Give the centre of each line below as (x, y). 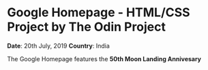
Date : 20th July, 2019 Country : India (59, 46)
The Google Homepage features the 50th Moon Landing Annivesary (104, 58)
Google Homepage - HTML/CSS (99, 13)
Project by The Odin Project (86, 27)
